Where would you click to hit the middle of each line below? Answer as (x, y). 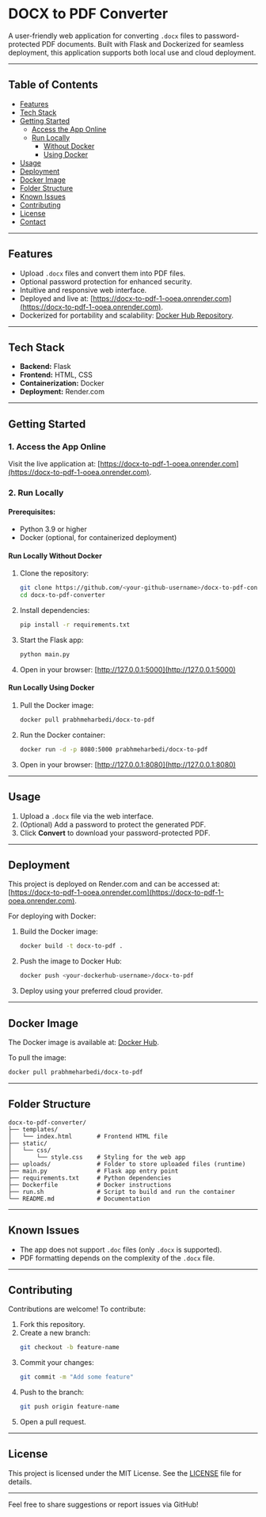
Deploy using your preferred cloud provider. (91, 991)
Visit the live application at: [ (54, 464)
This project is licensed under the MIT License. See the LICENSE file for (125, 1473)
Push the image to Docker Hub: (71, 961)
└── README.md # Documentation (79, 1199)
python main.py (45, 655)
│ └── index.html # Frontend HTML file (88, 1136)
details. (20, 1481)
